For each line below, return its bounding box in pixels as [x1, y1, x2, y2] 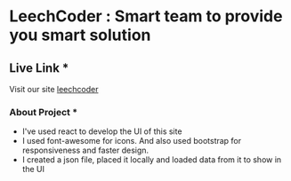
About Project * [9, 106, 78, 118]
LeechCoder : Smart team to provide [9, 6, 283, 27]
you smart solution [9, 25, 151, 45]
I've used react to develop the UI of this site [21, 126, 182, 137]
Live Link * [9, 60, 69, 75]
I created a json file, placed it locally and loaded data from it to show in [21, 154, 282, 165]
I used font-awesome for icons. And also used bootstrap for [21, 136, 242, 146]
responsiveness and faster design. [21, 145, 150, 156]
